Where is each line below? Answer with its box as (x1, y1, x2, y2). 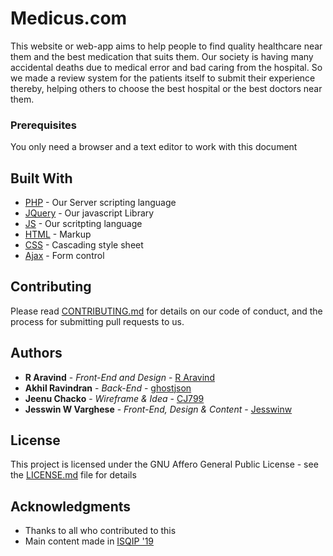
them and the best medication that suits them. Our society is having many (10, 50, 314, 62)
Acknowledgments (10, 498, 132, 515)
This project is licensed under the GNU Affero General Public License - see (10, 458, 319, 471)
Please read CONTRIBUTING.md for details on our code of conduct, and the (10, 305, 323, 317)
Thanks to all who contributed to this (24, 525, 177, 537)
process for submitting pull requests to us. (10, 315, 185, 327)
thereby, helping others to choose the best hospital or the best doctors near (10, 82, 323, 94)
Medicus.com (10, 7, 128, 30)
